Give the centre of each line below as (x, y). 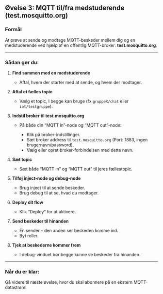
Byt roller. (29, 236)
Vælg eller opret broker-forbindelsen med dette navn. (80, 150)
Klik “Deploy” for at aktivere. (48, 211)
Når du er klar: (22, 272)
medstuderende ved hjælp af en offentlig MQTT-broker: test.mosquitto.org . (81, 45)
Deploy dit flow (28, 202)
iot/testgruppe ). (36, 106)
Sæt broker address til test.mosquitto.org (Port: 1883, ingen (87, 139)
